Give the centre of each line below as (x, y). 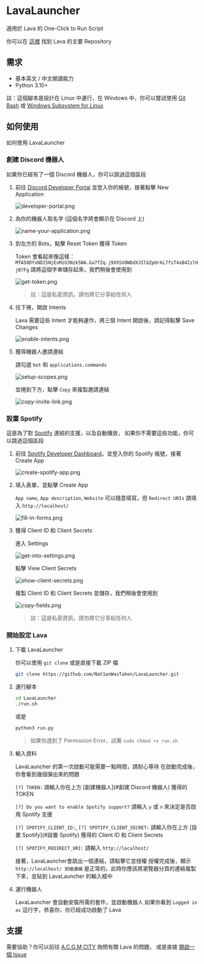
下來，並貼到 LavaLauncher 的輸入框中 (64, 876)
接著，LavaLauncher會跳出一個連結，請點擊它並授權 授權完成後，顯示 (103, 861)
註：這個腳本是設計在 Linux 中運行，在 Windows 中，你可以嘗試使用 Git (96, 98)
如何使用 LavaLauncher (36, 142)
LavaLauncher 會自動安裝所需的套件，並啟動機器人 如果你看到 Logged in (106, 902)
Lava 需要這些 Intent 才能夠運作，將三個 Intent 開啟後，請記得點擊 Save (105, 320)
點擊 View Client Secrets (46, 568)
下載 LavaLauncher (39, 650)
